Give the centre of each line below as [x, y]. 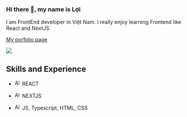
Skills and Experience [46, 69]
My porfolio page [27, 40]
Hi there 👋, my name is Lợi [43, 9]
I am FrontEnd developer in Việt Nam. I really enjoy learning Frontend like [94, 22]
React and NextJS [28, 28]
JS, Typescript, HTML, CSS [55, 108]
